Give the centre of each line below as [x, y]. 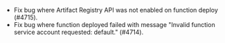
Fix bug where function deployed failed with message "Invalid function [115, 25]
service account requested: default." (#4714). [79, 32]
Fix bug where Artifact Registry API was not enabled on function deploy [116, 10]
